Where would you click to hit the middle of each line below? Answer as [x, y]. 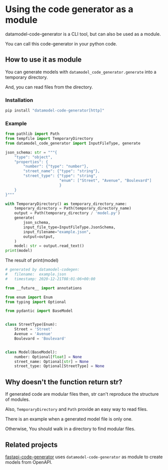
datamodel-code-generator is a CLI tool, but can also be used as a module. [83, 34]
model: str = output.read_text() [49, 246]
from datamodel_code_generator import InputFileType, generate [73, 143]
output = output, [39, 237]
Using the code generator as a [69, 9]
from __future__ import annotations [44, 288]
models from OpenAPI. [29, 462]
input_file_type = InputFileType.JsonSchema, [69, 227]
